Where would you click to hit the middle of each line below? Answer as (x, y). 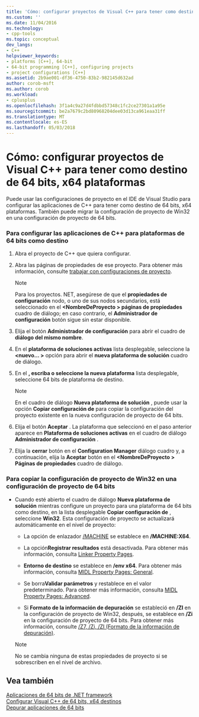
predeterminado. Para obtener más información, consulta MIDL (100, 590)
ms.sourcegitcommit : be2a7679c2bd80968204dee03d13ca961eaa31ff (86, 111)
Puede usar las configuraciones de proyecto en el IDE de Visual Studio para (98, 199)
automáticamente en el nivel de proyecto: (65, 524)
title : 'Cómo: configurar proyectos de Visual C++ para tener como (91, 12)
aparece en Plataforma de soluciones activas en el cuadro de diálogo (101, 433)
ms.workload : (22, 95)
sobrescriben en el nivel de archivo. (58, 662)
